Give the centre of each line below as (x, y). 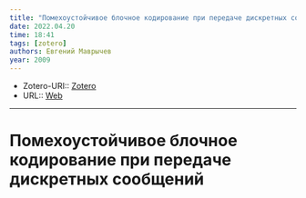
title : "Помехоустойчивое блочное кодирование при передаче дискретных (148, 18)
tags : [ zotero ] (38, 43)
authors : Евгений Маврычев (61, 52)
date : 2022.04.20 (42, 26)
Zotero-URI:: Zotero (59, 86)
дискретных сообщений (107, 179)
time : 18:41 (32, 35)
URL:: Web (42, 95)
